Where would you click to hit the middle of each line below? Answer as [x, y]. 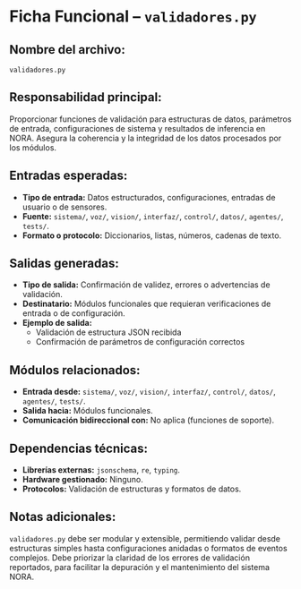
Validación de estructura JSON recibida [108, 332]
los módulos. [33, 147]
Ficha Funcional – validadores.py [133, 17]
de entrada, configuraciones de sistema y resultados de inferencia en [138, 128]
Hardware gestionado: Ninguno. [82, 480]
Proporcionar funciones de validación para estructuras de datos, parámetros [150, 119]
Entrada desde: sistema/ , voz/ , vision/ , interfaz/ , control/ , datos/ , [149, 392]
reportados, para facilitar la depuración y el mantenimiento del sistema [140, 567]
